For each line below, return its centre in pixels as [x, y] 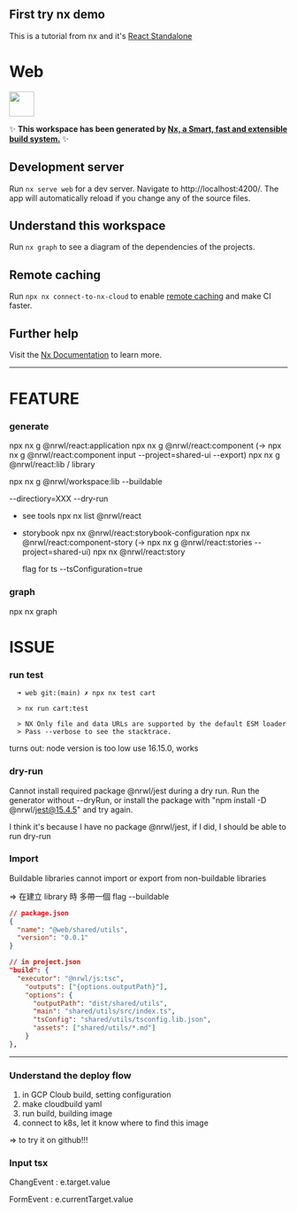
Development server [67, 167]
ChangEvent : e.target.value [60, 1182]
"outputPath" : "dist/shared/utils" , [100, 1003]
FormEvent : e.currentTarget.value [72, 1200]
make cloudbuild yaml [62, 1104]
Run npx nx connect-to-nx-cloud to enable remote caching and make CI [140, 297]
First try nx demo [57, 15]
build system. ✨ [39, 139]
